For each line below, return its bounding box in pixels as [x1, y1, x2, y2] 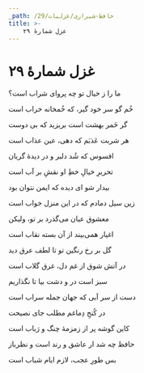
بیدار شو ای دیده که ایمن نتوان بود [8, 183, 110, 193]
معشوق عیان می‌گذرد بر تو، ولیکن [8, 214, 109, 223]
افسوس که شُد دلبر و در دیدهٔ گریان [8, 151, 115, 161]
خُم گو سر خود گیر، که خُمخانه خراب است [8, 104, 133, 114]
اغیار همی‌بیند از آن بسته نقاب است [8, 230, 114, 239]
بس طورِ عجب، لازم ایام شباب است [8, 355, 117, 365]
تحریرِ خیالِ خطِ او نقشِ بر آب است [8, 167, 113, 176]
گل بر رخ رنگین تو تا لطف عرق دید [8, 245, 112, 255]
